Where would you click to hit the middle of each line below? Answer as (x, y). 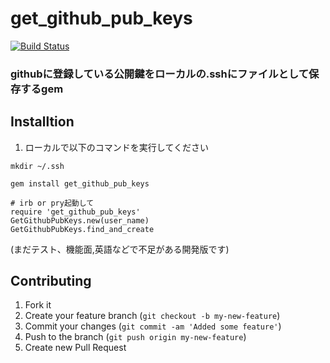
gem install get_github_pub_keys (80, 183)
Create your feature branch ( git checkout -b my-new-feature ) (152, 316)
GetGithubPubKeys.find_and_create (82, 229)
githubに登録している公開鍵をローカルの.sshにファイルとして (160, 74)
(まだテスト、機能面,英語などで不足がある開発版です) (120, 249)
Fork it (38, 305)
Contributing (51, 281)
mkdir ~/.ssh (37, 166)
